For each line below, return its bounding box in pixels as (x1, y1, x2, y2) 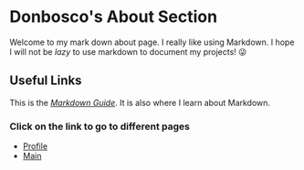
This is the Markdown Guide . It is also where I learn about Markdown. (9, 97, 271, 108)
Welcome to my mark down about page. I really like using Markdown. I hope (9, 37, 295, 48)
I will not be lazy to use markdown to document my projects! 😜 (9, 46, 247, 57)
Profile (22, 141, 48, 152)
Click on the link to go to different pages (9, 120, 190, 133)
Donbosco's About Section (9, 6, 217, 27)
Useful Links (9, 73, 82, 89)
